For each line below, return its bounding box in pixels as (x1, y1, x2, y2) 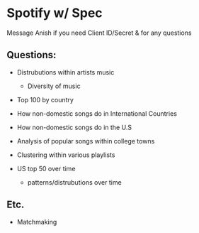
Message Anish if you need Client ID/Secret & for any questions (6, 28, 192, 37)
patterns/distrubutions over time (27, 178, 122, 186)
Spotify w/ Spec (6, 5, 103, 21)
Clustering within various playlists (16, 151, 115, 159)
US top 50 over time (16, 164, 76, 173)
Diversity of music (27, 82, 81, 90)
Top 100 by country (16, 95, 74, 104)
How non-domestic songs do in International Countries (16, 109, 178, 118)
